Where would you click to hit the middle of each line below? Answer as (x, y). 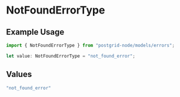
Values (19, 74)
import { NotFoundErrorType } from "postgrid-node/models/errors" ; (91, 45)
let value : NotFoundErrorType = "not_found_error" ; (71, 56)
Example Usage (35, 32)
